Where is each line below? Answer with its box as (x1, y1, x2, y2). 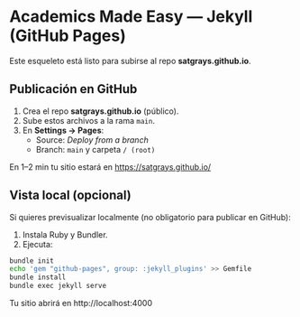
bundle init (9, 256, 54, 266)
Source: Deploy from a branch (35, 134, 149, 145)
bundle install (9, 273, 67, 282)
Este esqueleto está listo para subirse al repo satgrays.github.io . (9, 55, 251, 66)
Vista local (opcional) (9, 188, 132, 203)
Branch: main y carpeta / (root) (35, 144, 156, 154)
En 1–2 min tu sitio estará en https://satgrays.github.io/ (9, 161, 212, 172)
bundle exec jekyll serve (9, 282, 106, 291)
